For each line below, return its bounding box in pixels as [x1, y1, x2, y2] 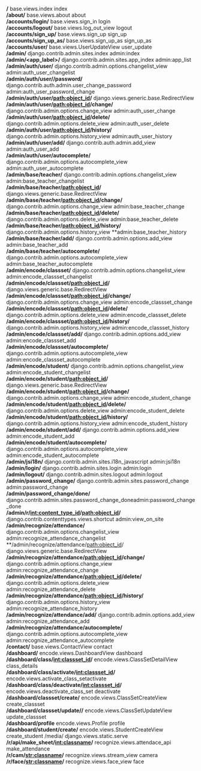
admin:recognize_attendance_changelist [6, 534, 106, 542]
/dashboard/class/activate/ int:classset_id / [6, 669, 116, 676]
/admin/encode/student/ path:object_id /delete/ [6, 401, 127, 408]
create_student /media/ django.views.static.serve [6, 733, 128, 739]
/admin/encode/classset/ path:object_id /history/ [6, 318, 130, 325]
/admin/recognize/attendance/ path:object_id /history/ [6, 592, 144, 599]
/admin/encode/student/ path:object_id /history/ [6, 414, 128, 420]
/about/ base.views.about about [6, 11, 86, 19]
